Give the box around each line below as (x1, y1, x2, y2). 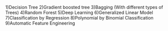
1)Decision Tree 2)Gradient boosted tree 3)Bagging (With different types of (5, 4, 163, 10)
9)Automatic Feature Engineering (5, 20, 75, 26)
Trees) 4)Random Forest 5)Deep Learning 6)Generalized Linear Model (5, 9, 154, 15)
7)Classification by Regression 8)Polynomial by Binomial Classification (5, 15, 154, 20)
